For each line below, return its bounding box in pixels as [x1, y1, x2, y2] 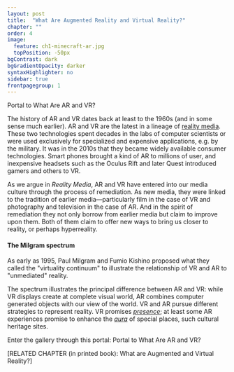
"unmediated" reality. [7, 271, 68, 280]
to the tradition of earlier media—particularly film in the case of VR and [7, 195, 211, 204]
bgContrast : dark [7, 56, 58, 63]
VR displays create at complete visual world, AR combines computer [7, 292, 204, 301]
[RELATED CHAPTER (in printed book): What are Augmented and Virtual [7, 350, 214, 358]
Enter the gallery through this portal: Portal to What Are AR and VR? [7, 336, 201, 344]
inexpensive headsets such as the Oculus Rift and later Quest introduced [7, 159, 217, 168]
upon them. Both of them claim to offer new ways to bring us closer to [7, 218, 209, 226]
